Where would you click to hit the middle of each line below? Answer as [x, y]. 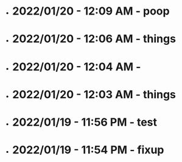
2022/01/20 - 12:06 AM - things [94, 39]
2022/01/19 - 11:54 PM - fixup [88, 150]
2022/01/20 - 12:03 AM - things [94, 94]
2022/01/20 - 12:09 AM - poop [91, 11]
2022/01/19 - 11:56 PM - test [84, 122]
